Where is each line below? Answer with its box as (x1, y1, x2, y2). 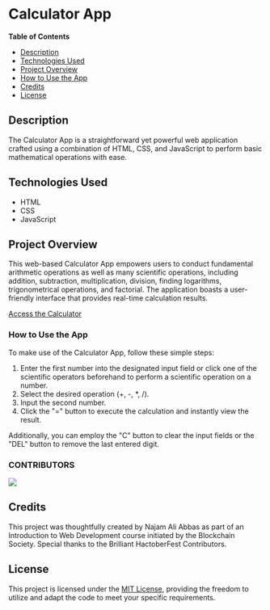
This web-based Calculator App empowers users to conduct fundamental (8, 259, 253, 269)
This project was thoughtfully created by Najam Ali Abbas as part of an (8, 522, 244, 532)
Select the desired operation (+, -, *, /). (19, 389, 150, 398)
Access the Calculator (8, 309, 82, 319)
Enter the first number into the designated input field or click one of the (19, 363, 257, 372)
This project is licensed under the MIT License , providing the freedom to (8, 583, 249, 594)
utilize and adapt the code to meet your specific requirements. (8, 592, 216, 602)
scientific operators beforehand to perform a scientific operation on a (19, 372, 251, 381)
